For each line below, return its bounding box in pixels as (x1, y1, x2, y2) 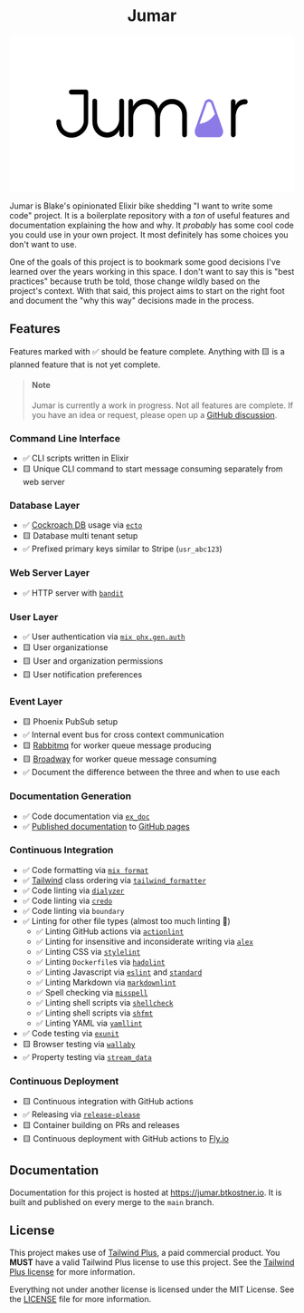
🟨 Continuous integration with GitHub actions (22, 1096, 194, 1107)
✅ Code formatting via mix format (22, 864, 149, 875)
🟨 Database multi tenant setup (22, 530, 138, 541)
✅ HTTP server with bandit (22, 587, 124, 598)
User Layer (9, 610, 59, 623)
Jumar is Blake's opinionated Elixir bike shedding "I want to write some (9, 200, 273, 211)
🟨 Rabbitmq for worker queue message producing (22, 740, 212, 751)
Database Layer (9, 499, 81, 511)
